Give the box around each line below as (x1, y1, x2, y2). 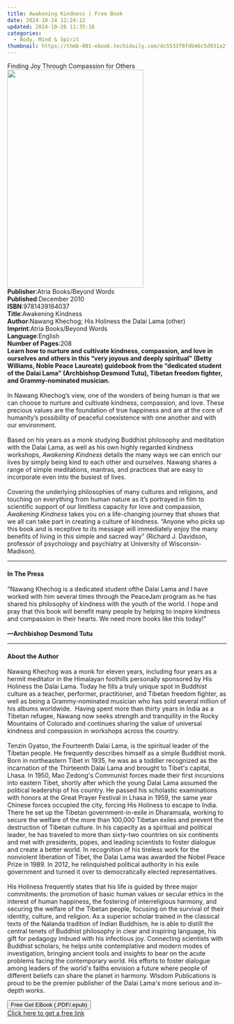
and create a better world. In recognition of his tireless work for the (7, 845, 200, 854)
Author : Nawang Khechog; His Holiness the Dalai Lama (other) (7, 317, 186, 325)
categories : (7, 29, 42, 37)
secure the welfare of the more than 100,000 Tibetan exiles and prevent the (7, 816, 224, 824)
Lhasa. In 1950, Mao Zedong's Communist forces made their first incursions (7, 771, 225, 780)
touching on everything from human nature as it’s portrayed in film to (7, 495, 205, 503)
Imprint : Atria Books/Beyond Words (7, 325, 108, 332)
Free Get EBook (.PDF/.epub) (10, 1001, 88, 1009)
